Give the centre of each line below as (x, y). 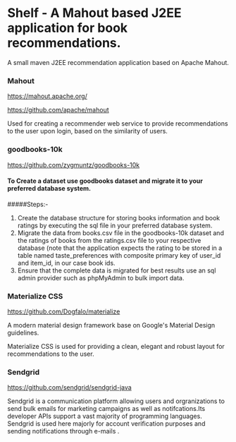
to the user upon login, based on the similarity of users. (87, 131)
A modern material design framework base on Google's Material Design (111, 325)
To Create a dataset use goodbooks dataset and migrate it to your (105, 181)
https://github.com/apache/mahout (58, 110)
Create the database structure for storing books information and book (119, 217)
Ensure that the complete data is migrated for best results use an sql (117, 270)
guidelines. (23, 333)
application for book (68, 28)
